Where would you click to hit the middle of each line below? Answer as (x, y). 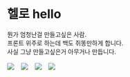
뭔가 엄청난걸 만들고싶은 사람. (47, 34)
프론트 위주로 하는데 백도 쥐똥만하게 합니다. (65, 43)
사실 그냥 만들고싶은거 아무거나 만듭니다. (62, 52)
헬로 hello (34, 14)
